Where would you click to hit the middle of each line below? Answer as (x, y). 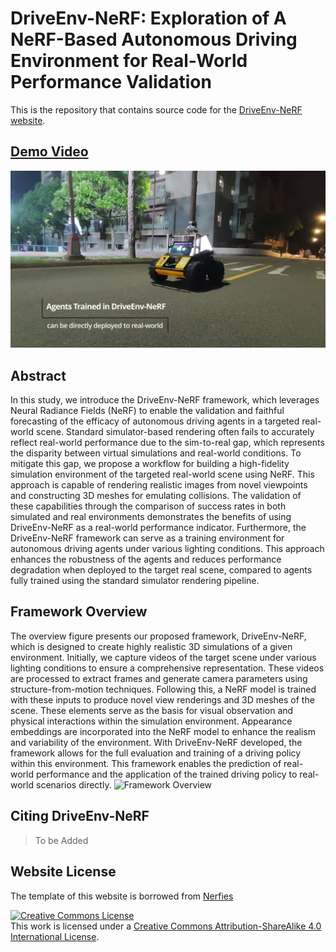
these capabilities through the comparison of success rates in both (148, 506)
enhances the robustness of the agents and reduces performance (146, 559)
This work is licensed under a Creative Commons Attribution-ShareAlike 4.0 (166, 926)
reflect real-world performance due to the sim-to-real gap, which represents (167, 443)
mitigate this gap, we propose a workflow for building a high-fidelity (150, 464)
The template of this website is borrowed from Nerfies (122, 896)
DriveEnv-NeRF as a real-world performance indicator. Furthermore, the (158, 528)
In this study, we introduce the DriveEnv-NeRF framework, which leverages (165, 400)
